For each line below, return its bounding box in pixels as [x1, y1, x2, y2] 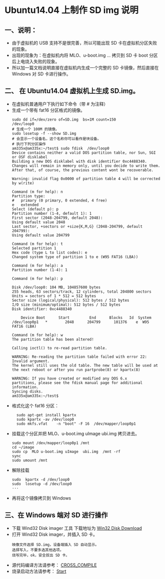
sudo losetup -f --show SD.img [11, 131, 77, 136]
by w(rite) [11, 181, 35, 186]
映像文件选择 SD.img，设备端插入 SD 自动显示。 [11, 542, 99, 547]
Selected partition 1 [11, 246, 56, 251]
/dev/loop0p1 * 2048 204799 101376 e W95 [11, 320, 149, 324]
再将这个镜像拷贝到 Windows [11, 495, 71, 501]
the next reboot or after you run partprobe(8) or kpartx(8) [11, 367, 141, 372]
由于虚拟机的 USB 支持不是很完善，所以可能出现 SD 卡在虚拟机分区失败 [11, 40, 158, 46]
